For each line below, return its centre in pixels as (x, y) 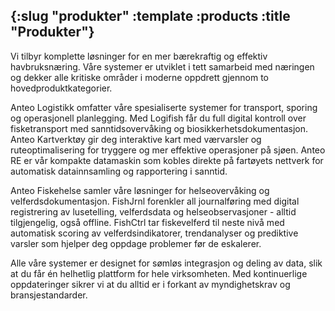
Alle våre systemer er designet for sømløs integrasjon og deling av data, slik (166, 263)
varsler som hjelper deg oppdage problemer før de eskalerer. (136, 243)
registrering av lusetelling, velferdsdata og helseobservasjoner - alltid (153, 211)
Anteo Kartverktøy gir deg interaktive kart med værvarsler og (136, 139)
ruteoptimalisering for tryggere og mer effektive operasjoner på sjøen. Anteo (168, 150)
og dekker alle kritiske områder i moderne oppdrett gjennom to (139, 77)
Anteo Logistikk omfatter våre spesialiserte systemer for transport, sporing (164, 107)
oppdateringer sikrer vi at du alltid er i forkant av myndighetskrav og (150, 284)
